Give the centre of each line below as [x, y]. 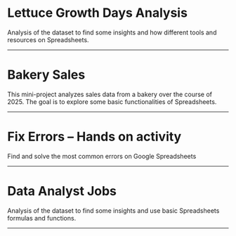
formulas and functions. [42, 218]
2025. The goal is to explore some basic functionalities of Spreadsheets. [112, 101]
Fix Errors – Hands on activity [94, 137]
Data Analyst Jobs [62, 191]
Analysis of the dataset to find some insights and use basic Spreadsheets [113, 210]
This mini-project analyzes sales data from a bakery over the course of [110, 94]
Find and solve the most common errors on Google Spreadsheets [102, 156]
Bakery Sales [46, 75]
